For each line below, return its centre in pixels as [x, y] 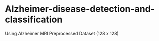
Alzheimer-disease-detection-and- [80, 9]
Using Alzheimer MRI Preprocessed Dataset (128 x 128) [62, 33]
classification [34, 20]
